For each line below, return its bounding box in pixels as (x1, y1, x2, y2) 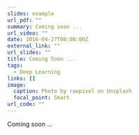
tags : (7, 62, 23, 69)
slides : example (7, 10, 54, 17)
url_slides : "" (7, 49, 51, 56)
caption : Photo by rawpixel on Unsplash (13, 88, 132, 95)
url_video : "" (7, 29, 49, 37)
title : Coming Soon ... (7, 56, 76, 63)
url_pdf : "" (7, 17, 42, 24)
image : (7, 81, 26, 88)
